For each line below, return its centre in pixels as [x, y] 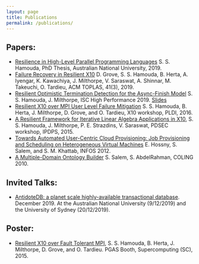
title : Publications [32, 17]
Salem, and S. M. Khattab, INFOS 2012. [63, 151]
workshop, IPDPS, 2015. [44, 132]
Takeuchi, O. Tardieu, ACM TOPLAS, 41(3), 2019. [74, 87]
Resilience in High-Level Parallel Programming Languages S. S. [92, 62]
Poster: [20, 229]
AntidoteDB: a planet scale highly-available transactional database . [97, 197]
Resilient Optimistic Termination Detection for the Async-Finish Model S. [104, 94]
